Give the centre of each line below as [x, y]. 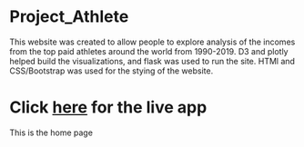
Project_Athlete [69, 17]
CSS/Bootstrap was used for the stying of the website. [111, 71]
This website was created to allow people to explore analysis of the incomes [152, 42]
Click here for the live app [108, 108]
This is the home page [51, 132]
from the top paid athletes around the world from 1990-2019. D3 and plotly [149, 51]
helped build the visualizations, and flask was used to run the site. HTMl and [152, 61]
